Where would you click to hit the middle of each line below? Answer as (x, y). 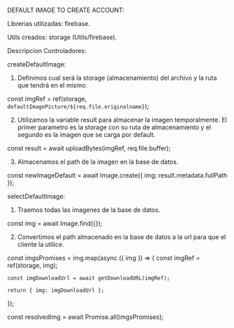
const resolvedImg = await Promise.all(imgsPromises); (86, 317)
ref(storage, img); (32, 265)
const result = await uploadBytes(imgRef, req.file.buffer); (89, 148)
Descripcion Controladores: (47, 51)
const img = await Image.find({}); (55, 223)
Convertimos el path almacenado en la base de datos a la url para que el (122, 237)
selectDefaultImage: (36, 196)
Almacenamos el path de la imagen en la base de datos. (98, 162)
